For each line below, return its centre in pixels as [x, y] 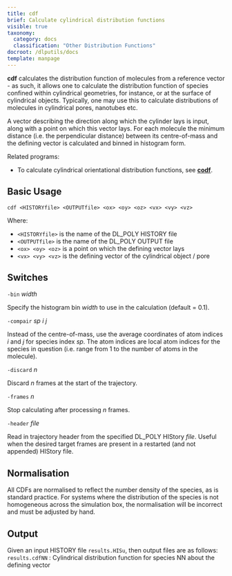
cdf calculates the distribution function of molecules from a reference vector [116, 78]
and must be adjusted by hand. [51, 512]
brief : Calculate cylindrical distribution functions [86, 20]
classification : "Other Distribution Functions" [85, 46]
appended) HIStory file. [40, 452]
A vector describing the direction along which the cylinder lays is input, [108, 121]
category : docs [35, 39]
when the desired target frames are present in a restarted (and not [101, 444]
